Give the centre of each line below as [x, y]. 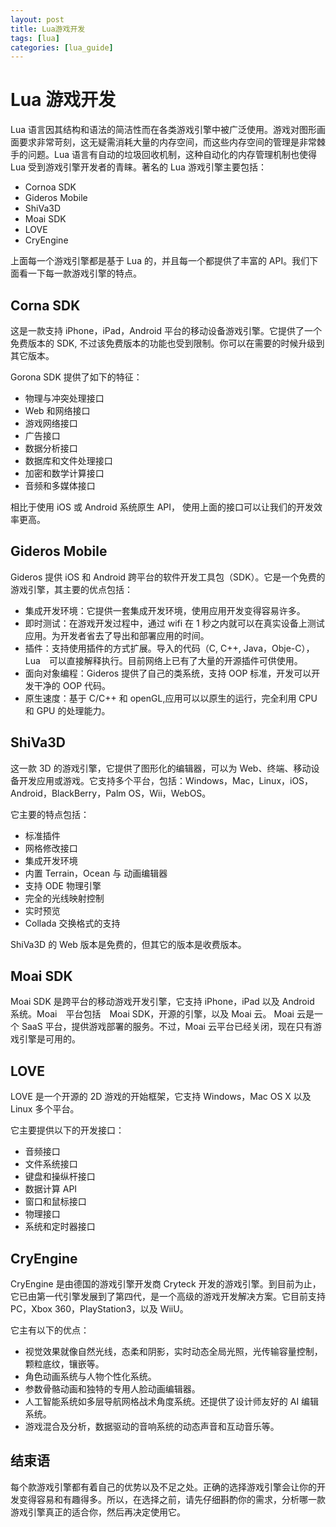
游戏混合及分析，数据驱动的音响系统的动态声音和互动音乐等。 [152, 1427]
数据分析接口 [51, 448]
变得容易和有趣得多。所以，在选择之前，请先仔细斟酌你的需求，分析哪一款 [172, 1499]
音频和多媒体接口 [60, 485]
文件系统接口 [51, 1164]
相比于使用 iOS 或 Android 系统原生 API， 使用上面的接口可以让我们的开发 [162, 507]
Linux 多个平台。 [45, 1109]
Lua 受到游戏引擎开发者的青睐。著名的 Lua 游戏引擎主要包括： [138, 167]
